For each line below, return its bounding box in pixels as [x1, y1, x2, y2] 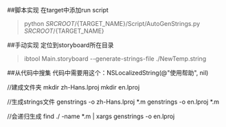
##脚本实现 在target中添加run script [7, 6, 109, 14]
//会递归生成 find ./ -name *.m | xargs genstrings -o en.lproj [7, 112, 175, 120]
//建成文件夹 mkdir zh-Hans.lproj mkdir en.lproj [7, 83, 140, 91]
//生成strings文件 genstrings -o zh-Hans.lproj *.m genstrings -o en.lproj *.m [7, 98, 220, 106]
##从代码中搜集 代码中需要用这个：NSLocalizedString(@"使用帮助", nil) [7, 69, 209, 76]
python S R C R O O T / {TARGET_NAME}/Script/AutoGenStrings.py [23, 20, 201, 27]
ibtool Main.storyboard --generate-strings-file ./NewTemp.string [23, 55, 207, 63]
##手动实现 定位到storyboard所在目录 [7, 41, 114, 49]
